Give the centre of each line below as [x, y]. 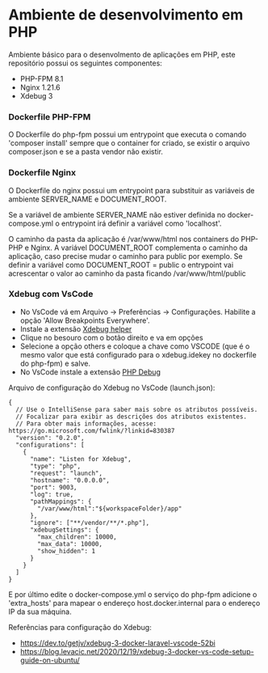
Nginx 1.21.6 [40, 87]
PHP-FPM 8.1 [42, 78]
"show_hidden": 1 [66, 551]
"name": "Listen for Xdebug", [80, 459]
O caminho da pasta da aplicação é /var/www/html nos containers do [124, 239]
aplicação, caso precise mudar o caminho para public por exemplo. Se [126, 256]
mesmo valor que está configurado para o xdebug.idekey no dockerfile [138, 354]
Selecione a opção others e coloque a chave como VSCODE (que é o [135, 346]
